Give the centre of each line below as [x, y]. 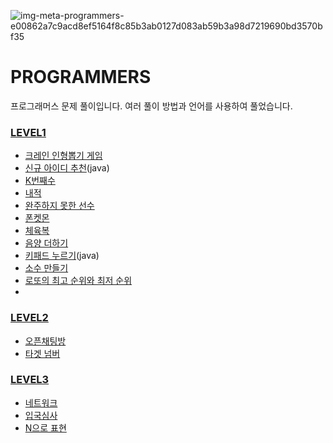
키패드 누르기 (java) [62, 256]
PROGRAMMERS [81, 77]
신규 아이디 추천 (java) [67, 168]
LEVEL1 [28, 132]
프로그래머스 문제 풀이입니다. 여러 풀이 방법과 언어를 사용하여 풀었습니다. [151, 106]
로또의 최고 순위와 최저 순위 [78, 281]
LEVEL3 [30, 380]
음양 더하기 [46, 243]
